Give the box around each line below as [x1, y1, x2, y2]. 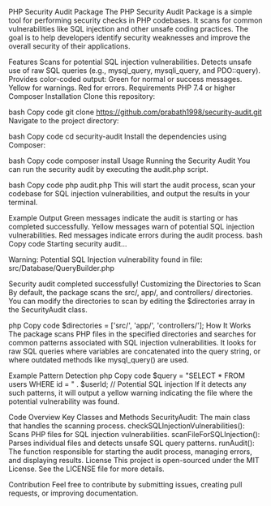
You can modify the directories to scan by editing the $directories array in [8, 296, 256, 306]
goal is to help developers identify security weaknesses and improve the [8, 32, 251, 42]
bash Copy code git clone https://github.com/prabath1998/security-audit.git [8, 107, 262, 117]
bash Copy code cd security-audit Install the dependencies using [8, 131, 227, 141]
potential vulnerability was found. [8, 397, 120, 406]
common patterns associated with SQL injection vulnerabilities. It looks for [8, 338, 257, 347]
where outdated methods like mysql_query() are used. [8, 355, 189, 364]
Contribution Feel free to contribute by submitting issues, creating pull [8, 480, 243, 489]
